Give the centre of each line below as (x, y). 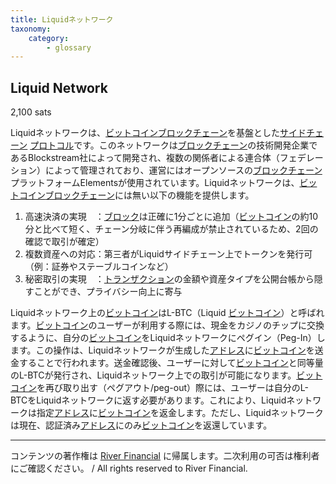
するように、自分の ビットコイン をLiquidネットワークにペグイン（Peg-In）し (168, 338)
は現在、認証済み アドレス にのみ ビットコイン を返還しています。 (141, 425)
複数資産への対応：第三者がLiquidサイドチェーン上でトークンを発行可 (168, 254)
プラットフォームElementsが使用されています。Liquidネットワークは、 (155, 183)
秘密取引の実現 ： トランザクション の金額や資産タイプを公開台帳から (169, 279)
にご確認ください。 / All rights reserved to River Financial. (129, 468)
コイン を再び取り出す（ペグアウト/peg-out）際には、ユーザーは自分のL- (159, 388)
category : (49, 38)
